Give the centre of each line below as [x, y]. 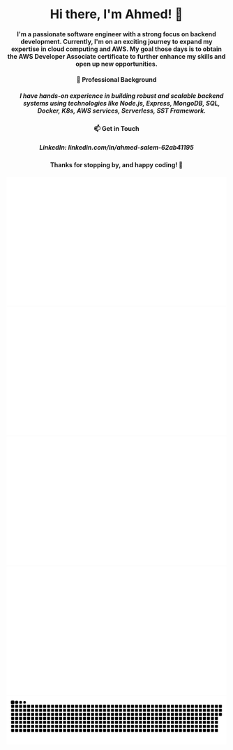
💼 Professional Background [116, 80]
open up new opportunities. [116, 64]
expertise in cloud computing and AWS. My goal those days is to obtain [116, 49]
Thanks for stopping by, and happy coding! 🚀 [116, 165]
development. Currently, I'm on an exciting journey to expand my [116, 41]
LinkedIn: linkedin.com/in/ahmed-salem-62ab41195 [116, 147]
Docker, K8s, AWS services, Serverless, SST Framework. [122, 111]
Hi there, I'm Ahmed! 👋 [116, 14]
